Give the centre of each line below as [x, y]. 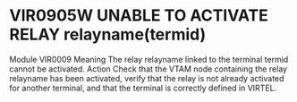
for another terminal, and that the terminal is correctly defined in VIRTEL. [143, 88]
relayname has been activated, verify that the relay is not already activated [147, 78]
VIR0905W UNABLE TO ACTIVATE [139, 16]
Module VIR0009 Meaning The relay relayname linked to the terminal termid [149, 59]
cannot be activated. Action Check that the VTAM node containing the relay [148, 69]
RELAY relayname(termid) [108, 34]
